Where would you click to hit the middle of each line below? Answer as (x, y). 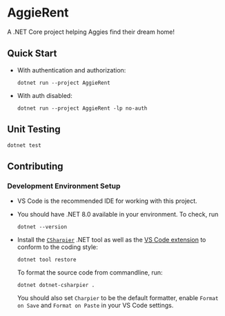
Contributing (35, 166)
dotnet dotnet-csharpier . (56, 285)
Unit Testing (34, 129)
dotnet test (24, 145)
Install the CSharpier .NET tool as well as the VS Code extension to (111, 240)
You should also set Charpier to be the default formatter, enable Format (118, 298)
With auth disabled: (45, 95)
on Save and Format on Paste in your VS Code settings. (95, 306)
